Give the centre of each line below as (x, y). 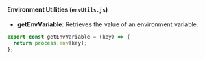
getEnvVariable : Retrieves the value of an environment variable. (108, 24)
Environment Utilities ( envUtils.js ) (58, 9)
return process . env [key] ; (50, 43)
